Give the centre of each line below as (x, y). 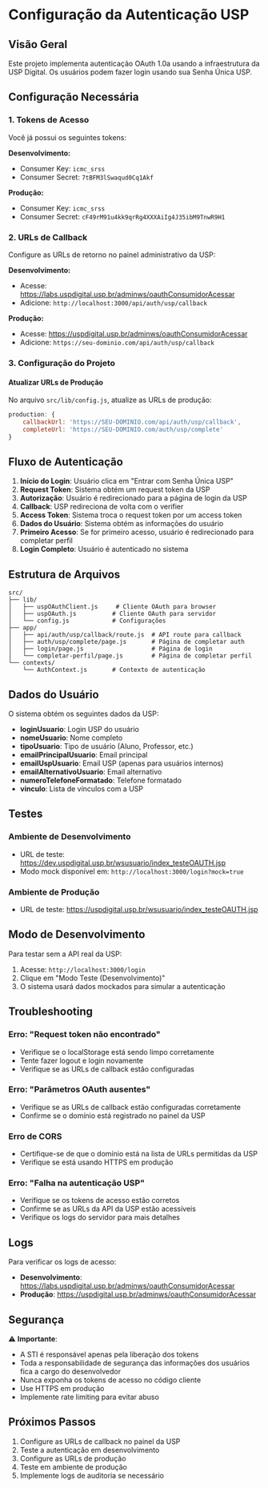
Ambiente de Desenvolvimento (70, 837)
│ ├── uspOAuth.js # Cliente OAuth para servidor (112, 614)
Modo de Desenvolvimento (77, 935)
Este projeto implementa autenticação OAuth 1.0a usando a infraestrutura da (134, 63)
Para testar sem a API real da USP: (65, 954)
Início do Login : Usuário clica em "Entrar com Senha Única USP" (126, 481)
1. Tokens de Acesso (49, 120)
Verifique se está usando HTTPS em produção (96, 1162)
